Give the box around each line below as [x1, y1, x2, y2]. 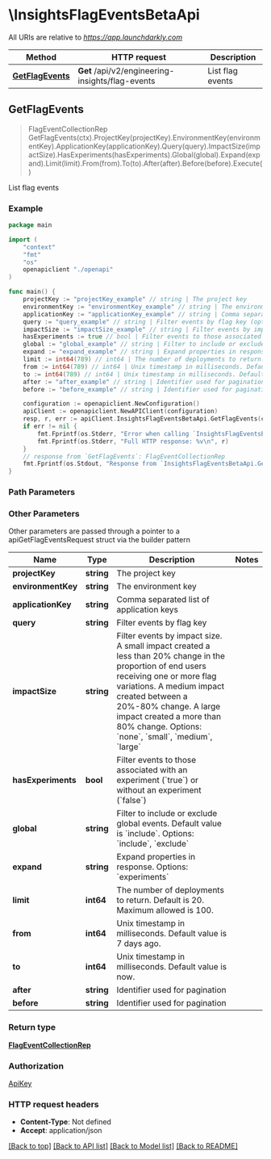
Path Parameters [8, 487, 75, 498]
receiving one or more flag [116, 671, 217, 682]
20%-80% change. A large [116, 701, 221, 712]
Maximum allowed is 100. [116, 905, 214, 916]
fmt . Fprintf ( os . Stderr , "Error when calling [37, 429, 190, 437]
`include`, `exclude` [116, 838, 190, 849]
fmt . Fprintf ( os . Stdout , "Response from [23, 460, 157, 468]
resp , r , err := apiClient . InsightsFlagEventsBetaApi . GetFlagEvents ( [23, 415, 262, 423]
